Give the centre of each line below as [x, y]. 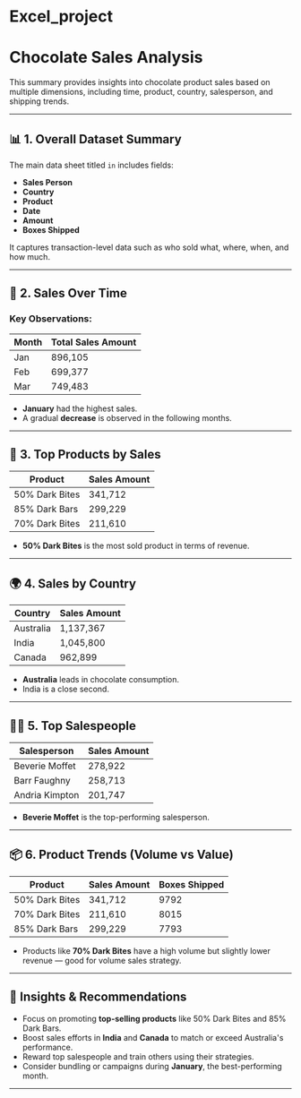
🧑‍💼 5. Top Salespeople [73, 726]
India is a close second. [66, 689]
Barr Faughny [43, 781]
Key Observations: [51, 319]
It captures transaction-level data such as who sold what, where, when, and [149, 247]
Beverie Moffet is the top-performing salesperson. [116, 818]
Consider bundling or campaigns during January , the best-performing [152, 1066]
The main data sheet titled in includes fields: [91, 165]
